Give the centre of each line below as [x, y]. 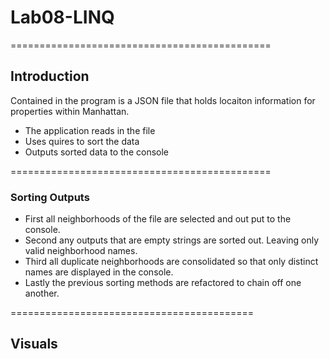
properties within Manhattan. [70, 111]
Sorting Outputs [50, 197]
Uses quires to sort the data [82, 141]
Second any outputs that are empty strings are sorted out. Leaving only [172, 240]
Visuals [34, 344]
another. [42, 293]
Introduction [50, 76]
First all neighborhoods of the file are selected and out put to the [158, 219]
